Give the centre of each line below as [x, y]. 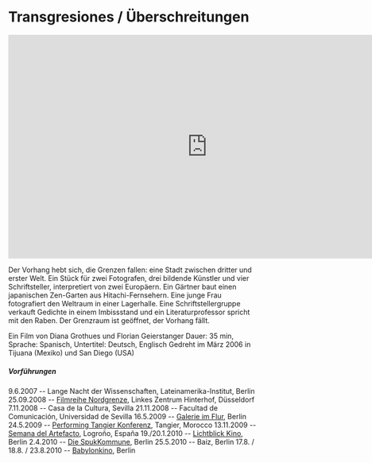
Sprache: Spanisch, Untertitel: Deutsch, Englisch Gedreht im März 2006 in [130, 344]
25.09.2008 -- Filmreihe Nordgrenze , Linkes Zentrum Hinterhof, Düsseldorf [132, 399]
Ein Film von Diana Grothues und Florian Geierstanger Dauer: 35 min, [121, 336]
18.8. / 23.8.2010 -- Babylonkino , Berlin [72, 450]
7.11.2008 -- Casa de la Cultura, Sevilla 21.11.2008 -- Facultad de [113, 408]
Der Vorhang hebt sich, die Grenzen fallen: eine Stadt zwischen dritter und [130, 270]
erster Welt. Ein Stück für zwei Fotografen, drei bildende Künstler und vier [129, 278]
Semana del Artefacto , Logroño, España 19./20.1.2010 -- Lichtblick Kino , [126, 433]
